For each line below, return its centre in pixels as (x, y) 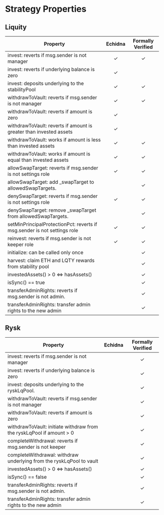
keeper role (21, 245)
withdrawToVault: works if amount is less (54, 140)
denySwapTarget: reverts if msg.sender (53, 196)
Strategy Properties (46, 9)
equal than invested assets (38, 160)
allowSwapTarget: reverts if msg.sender (53, 168)
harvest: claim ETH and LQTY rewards (51, 260)
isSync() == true (26, 282)
